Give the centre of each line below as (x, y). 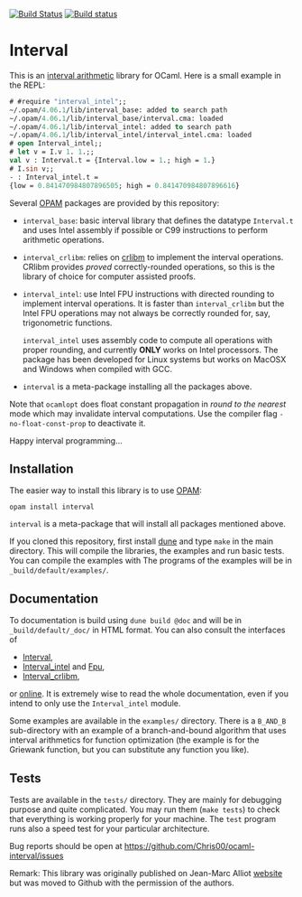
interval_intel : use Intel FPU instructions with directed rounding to (148, 294)
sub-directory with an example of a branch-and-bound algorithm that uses (148, 731)
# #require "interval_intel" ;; (68, 101)
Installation (41, 468)
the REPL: (27, 85)
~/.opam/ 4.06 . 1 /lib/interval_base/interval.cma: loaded (116, 118)
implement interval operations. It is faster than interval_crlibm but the (153, 304)
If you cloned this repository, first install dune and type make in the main (142, 541)
